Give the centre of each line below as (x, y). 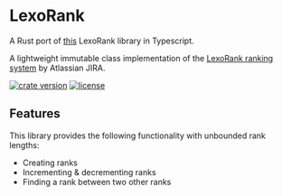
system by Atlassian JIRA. (57, 68)
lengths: (24, 145)
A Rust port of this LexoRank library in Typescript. (102, 41)
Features (35, 114)
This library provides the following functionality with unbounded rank (138, 135)
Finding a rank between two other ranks (97, 182)
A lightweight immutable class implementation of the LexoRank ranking (141, 58)
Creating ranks (50, 163)
